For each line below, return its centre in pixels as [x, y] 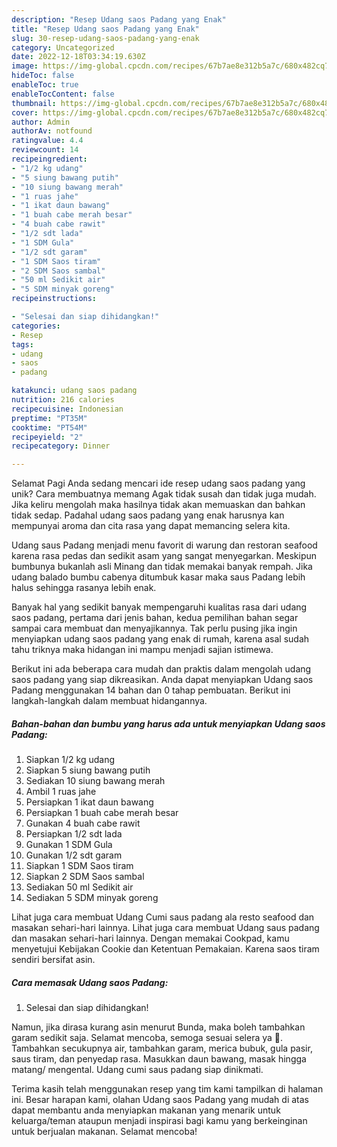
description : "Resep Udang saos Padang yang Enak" [119, 19]
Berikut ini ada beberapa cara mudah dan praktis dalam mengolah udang [161, 669]
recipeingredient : [49, 159]
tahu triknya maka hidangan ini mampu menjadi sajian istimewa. [142, 650]
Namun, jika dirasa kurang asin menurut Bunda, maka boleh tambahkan [158, 1027]
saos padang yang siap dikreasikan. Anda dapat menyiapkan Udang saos [162, 680]
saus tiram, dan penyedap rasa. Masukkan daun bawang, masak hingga [159, 1059]
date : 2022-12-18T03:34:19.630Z [78, 57]
